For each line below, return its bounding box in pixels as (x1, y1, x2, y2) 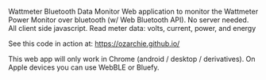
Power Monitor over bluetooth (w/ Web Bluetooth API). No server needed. (8, 15, 249, 25)
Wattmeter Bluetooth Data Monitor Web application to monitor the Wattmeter (8, 7, 259, 16)
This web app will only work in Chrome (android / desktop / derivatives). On (8, 55, 256, 63)
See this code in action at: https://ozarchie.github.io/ (8, 39, 180, 48)
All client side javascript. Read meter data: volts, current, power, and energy (8, 24, 256, 32)
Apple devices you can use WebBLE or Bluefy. (8, 63, 160, 72)
